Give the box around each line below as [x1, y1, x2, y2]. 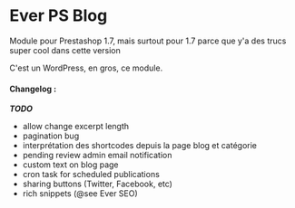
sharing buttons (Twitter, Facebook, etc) [22, 178, 172, 190]
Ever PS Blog [9, 5, 108, 26]
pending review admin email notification [22, 150, 172, 161]
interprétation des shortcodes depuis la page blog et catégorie [22, 140, 257, 151]
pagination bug [22, 130, 80, 141]
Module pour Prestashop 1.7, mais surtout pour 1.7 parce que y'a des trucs [9, 35, 287, 46]
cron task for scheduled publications [22, 169, 161, 180]
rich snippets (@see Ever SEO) [22, 188, 138, 199]
